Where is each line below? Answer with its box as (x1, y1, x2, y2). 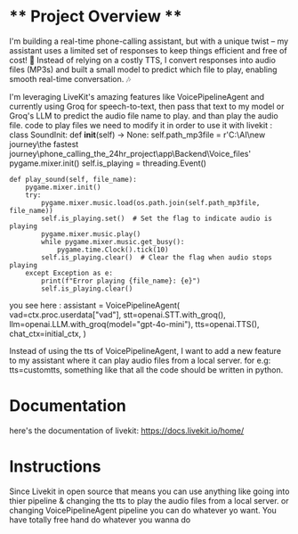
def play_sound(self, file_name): (9, 175, 138, 184)
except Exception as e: (25, 268, 114, 277)
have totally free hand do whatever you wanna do (9, 514, 191, 525)
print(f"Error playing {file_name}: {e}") (41, 276, 201, 285)
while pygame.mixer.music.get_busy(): (41, 237, 185, 246)
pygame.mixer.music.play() (41, 229, 141, 238)
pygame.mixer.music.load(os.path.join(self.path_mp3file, (41, 198, 261, 207)
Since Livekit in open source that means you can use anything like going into (9, 486, 290, 497)
